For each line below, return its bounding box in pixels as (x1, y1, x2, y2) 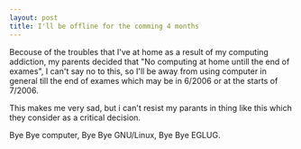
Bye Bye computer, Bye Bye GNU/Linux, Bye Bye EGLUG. (9, 129, 221, 140)
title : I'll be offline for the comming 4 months (9, 22, 200, 31)
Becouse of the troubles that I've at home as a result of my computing (9, 46, 269, 57)
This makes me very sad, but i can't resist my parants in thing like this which (9, 102, 293, 113)
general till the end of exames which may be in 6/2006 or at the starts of (9, 75, 278, 86)
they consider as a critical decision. (9, 112, 141, 123)
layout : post (9, 13, 59, 23)
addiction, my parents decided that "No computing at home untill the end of (9, 56, 290, 67)
